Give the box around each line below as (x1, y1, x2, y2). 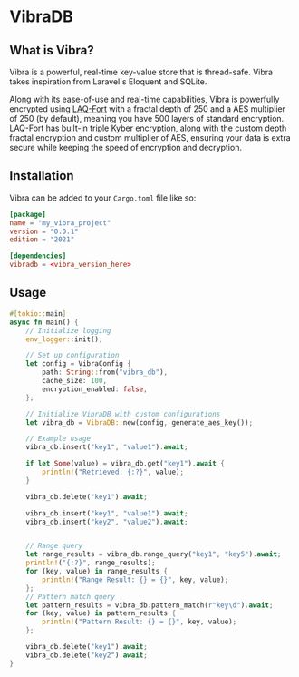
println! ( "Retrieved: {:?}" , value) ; (42, 467, 184, 476)
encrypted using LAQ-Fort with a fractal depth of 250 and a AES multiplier (9, 103, 285, 114)
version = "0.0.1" (9, 227, 79, 236)
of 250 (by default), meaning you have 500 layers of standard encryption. (9, 113, 285, 123)
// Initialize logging (25, 326, 111, 335)
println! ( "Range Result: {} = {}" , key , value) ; (42, 574, 229, 584)
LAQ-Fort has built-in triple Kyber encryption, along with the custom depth (9, 123, 287, 133)
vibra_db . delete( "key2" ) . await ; (25, 651, 148, 660)
